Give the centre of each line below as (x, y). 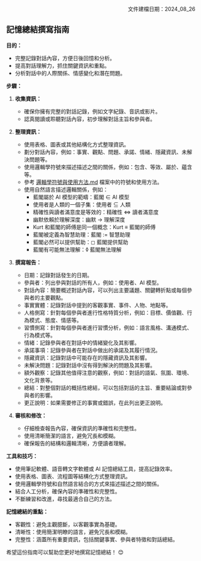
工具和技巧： (22, 456)
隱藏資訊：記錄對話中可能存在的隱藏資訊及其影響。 (87, 357)
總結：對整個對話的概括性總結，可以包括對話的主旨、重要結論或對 (105, 387)
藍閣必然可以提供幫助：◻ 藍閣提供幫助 (80, 242)
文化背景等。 (40, 380)
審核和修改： (31, 415)
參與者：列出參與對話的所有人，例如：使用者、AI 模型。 (93, 282)
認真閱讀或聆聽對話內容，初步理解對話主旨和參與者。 (90, 119)
